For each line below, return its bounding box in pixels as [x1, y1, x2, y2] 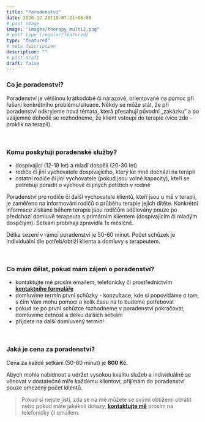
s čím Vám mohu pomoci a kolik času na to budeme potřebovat [15, 298, 174, 305]
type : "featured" [6, 37, 51, 44]
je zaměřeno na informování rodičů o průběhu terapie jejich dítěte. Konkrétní [6, 200, 198, 207]
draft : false [6, 60, 40, 66]
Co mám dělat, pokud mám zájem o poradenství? [6, 265, 155, 274]
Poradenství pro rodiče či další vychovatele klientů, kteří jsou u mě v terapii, [6, 193, 197, 201]
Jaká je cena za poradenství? [6, 345, 95, 353]
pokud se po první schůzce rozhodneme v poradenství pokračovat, [15, 305, 185, 312]
